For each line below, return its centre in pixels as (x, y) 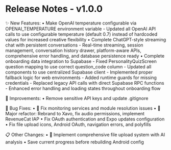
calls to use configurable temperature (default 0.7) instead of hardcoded (81, 34)
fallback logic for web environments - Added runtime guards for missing (81, 78)
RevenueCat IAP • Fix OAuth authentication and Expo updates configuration (85, 119)
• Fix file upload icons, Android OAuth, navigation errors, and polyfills (78, 124)
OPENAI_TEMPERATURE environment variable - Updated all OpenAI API (81, 29)
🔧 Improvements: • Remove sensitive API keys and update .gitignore (77, 98)
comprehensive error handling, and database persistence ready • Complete (85, 56)
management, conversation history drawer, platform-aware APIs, (73, 50)
